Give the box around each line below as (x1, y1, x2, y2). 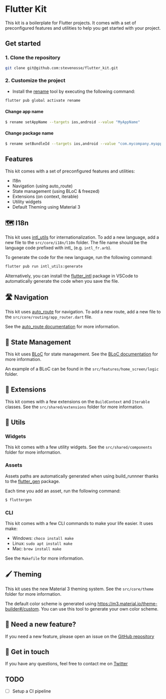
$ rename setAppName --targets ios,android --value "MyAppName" (5, 120, 140, 125)
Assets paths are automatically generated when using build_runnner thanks (5, 473, 159, 479)
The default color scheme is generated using (5, 601, 97, 607)
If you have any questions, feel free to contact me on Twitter (5, 661, 128, 667)
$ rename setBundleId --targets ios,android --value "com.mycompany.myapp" (5, 141, 165, 146)
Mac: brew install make (12, 545, 62, 552)
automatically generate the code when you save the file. (5, 278, 120, 284)
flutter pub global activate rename (5, 98, 81, 103)
